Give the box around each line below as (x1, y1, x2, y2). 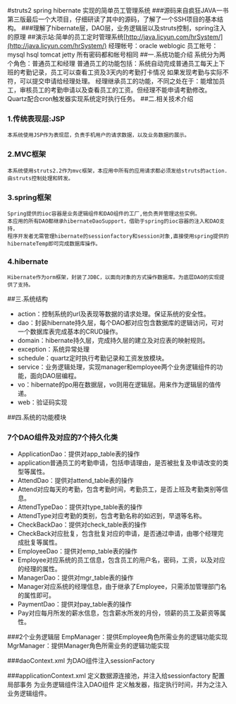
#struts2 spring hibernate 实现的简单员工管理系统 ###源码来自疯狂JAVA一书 (7, 6, 229, 14)
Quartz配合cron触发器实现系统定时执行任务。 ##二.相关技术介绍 (7, 95, 194, 102)
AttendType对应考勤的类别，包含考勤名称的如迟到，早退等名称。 (17, 512, 206, 520)
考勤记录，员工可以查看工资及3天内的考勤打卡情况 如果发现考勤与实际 (19, 68, 223, 76)
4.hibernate (7, 257, 49, 266)
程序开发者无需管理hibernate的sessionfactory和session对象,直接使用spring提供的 (7, 233, 229, 240)
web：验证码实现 (17, 398, 68, 406)
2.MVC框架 (7, 149, 46, 159)
